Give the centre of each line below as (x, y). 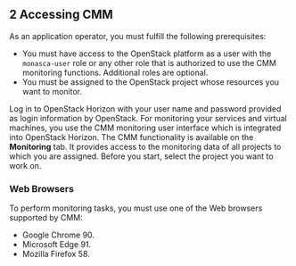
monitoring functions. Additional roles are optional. (115, 72)
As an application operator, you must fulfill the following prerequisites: (138, 36)
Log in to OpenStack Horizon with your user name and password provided (145, 108)
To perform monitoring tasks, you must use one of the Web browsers (136, 208)
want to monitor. (52, 91)
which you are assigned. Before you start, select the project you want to (141, 156)
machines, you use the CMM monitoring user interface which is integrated (145, 128)
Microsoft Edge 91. (57, 245)
